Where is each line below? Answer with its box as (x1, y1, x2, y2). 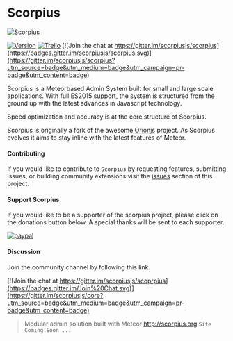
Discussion (7, 247, 40, 256)
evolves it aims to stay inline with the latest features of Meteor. (7, 133, 186, 142)
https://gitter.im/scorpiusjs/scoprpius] (59, 276, 168, 285)
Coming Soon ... (24, 326, 72, 334)
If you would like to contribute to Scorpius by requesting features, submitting (7, 165, 227, 173)
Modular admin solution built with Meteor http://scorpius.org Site (24, 319, 212, 328)
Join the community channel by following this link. (7, 263, 151, 272)
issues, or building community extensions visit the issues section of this (7, 172, 213, 181)
